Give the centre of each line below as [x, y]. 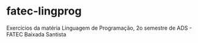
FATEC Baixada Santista [36, 34]
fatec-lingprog [44, 11]
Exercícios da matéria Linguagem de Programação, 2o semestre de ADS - [99, 28]
